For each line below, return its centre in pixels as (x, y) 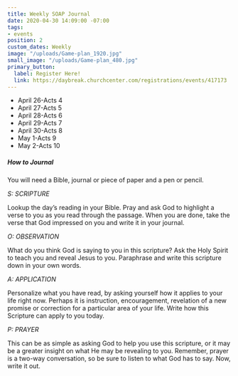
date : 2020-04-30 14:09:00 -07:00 (59, 21)
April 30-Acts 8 (40, 131)
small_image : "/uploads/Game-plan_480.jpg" (73, 61)
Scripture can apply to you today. (56, 316)
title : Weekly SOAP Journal (49, 14)
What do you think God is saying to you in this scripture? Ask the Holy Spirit (118, 251)
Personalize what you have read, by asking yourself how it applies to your (115, 293)
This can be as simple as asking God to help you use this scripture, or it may (119, 343)
